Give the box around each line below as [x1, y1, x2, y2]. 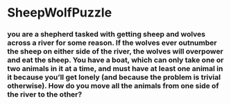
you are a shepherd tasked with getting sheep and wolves [7, 30, 206, 39]
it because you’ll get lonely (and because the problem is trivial [7, 72, 221, 82]
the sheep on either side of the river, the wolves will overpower [7, 47, 223, 56]
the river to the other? [7, 90, 83, 99]
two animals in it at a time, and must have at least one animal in [7, 64, 223, 74]
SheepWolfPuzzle [7, 5, 112, 21]
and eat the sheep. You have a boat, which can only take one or [7, 55, 224, 65]
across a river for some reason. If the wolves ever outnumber [7, 38, 217, 48]
